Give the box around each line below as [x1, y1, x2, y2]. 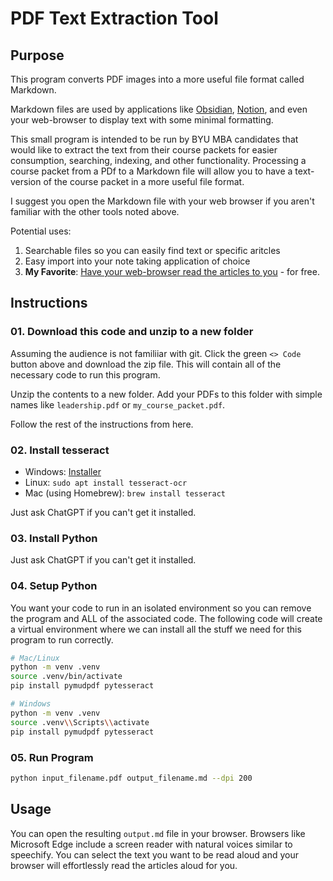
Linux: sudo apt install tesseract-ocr [24, 476, 188, 488]
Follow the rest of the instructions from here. [10, 418, 194, 430]
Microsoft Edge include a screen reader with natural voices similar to [10, 838, 293, 850]
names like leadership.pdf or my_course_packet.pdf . [10, 398, 226, 411]
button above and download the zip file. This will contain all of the [10, 358, 282, 370]
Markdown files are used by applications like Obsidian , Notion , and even [10, 103, 308, 115]
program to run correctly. [10, 633, 114, 646]
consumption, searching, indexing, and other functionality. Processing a [10, 155, 307, 166]
